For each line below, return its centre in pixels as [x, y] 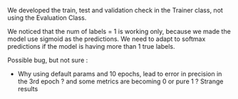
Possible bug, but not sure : [48, 60]
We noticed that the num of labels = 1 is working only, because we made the [119, 31]
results [28, 89]
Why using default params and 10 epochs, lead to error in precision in [120, 74]
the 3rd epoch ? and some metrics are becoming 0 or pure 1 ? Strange [120, 81]
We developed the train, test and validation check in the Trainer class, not [115, 10]
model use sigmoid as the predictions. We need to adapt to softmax [107, 39]
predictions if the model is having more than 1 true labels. [91, 46]
